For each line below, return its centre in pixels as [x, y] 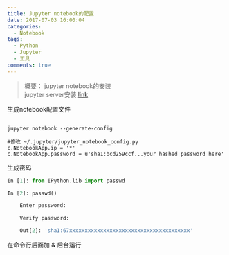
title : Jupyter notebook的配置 [51, 14]
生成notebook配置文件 [39, 109]
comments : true [29, 65]
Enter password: [43, 206]
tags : [15, 39]
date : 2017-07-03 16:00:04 [46, 20]
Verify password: [45, 218]
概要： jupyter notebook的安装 [67, 86]
